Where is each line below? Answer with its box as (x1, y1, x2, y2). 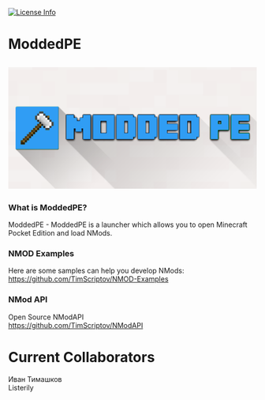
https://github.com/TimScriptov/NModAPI (8, 320, 144, 330)
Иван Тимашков (8, 374, 62, 383)
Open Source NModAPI (8, 312, 84, 322)
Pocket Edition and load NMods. (8, 228, 113, 237)
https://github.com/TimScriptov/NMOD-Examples (8, 274, 169, 284)
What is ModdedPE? (8, 202, 88, 213)
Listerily (8, 383, 34, 392)
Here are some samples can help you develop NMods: (8, 266, 185, 276)
